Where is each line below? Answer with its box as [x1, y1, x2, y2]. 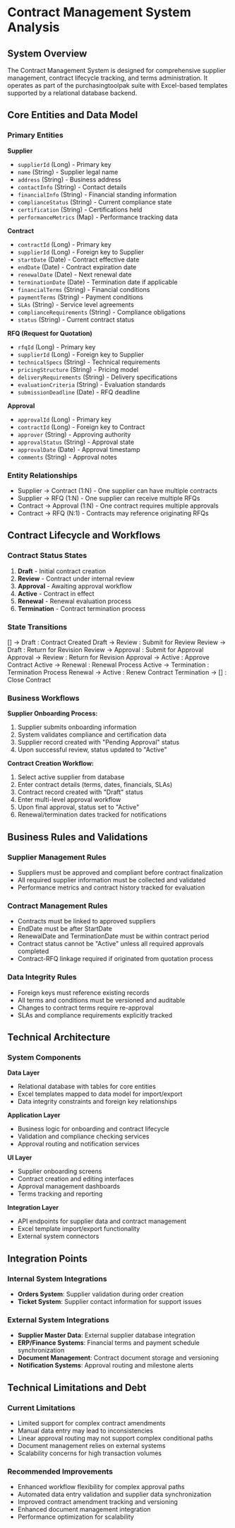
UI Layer [7, 1153, 32, 1162]
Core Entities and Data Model [7, 109, 138, 121]
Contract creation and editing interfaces [17, 1174, 134, 1183]
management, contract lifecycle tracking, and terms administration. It [7, 74, 208, 82]
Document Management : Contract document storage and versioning [17, 1353, 219, 1362]
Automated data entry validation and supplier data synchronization [17, 1490, 212, 1499]
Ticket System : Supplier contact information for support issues [17, 1297, 203, 1305]
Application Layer [7, 1111, 61, 1119]
